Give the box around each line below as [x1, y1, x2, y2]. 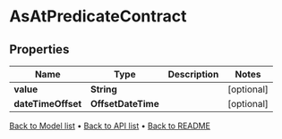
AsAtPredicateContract [9, 6, 187, 27]
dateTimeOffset [13, 98, 82, 110]
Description [167, 69, 219, 80]
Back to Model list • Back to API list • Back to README [9, 120, 210, 131]
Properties [9, 42, 70, 57]
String [90, 83, 118, 95]
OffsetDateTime [90, 98, 159, 110]
